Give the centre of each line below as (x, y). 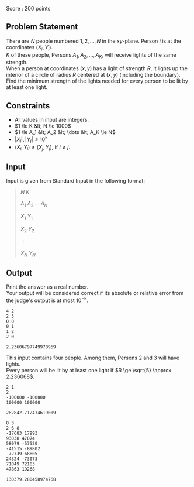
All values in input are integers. (52, 120)
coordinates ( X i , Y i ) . (30, 48)
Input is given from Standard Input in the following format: (75, 181)
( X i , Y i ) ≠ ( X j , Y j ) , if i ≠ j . (42, 148)
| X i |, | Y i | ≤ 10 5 (31, 139)
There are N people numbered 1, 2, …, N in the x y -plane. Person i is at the (94, 41)
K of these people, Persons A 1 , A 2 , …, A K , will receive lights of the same (91, 55)
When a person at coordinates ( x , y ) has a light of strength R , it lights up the (97, 68)
